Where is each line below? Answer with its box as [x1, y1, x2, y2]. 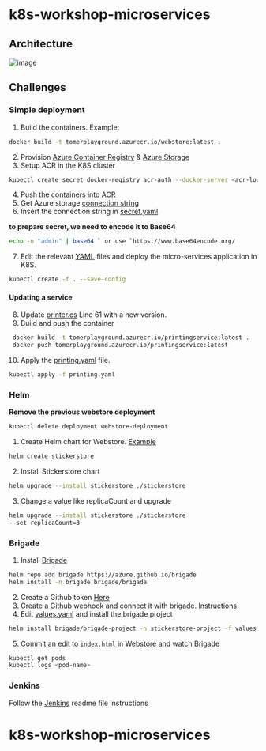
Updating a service [9, 292, 73, 302]
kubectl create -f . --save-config [9, 275, 126, 284]
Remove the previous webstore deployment [9, 407, 155, 417]
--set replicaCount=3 [9, 519, 81, 526]
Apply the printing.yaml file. [20, 356, 111, 365]
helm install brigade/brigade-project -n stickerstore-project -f [9, 625, 232, 632]
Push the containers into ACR [20, 190, 117, 199]
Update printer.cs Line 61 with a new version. [20, 310, 167, 319]
